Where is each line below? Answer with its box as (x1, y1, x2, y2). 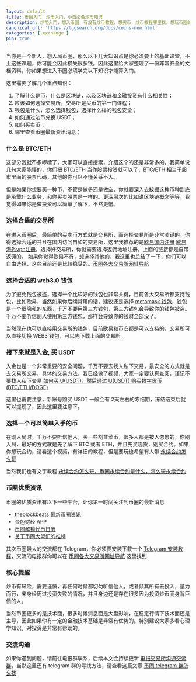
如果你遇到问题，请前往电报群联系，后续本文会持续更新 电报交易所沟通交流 (6, 655, 187, 662)
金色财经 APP (14, 518, 47, 525)
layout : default (6, 8, 45, 15)
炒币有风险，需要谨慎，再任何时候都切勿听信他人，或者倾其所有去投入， (6, 583, 180, 590)
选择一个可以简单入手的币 (6, 419, 78, 427)
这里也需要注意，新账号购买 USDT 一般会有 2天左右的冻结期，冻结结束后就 (6, 396, 186, 403)
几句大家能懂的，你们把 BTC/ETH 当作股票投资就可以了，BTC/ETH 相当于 (6, 166, 183, 173)
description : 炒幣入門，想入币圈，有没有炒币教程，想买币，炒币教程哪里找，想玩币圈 (6, 19, 188, 25)
